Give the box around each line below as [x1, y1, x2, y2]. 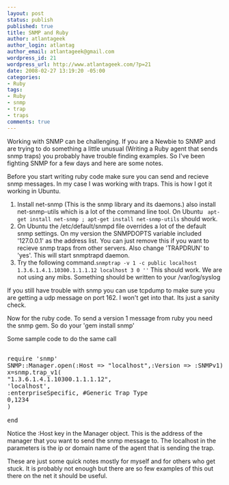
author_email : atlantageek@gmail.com [7, 49, 115, 55]
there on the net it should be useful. [7, 471, 108, 480]
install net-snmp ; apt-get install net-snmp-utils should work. [29, 214, 218, 223]
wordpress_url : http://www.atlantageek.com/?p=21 [7, 61, 152, 68]
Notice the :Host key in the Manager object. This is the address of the [7, 429, 203, 437]
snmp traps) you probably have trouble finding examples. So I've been [7, 151, 205, 160]
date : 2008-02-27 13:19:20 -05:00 [7, 67, 106, 74]
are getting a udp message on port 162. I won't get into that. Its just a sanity [7, 293, 220, 301]
